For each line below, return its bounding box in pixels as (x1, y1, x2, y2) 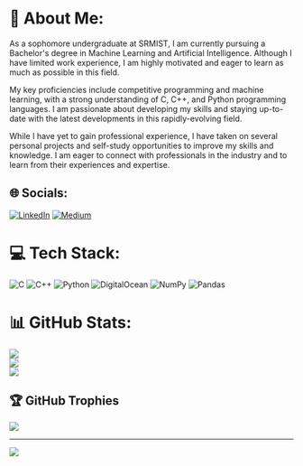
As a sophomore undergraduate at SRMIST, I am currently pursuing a (9, 38, 266, 49)
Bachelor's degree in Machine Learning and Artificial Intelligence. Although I (9, 47, 293, 58)
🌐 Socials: (9, 185, 69, 201)
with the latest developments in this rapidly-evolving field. (27, 113, 243, 124)
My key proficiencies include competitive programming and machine (9, 84, 264, 95)
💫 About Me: (9, 8, 105, 29)
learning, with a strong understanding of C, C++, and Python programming (9, 94, 287, 105)
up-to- (259, 103, 284, 114)
